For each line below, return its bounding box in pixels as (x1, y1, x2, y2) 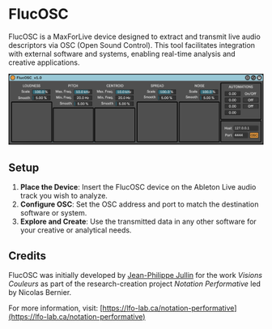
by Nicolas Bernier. (8, 287, 72, 297)
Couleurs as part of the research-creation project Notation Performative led (8, 279, 261, 288)
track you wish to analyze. (19, 191, 108, 201)
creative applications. (8, 58, 80, 67)
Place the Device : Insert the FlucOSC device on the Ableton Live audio (19, 182, 257, 192)
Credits (8, 249, 47, 263)
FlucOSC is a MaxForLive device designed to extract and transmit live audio (8, 32, 261, 41)
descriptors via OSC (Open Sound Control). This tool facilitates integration (8, 40, 256, 49)
